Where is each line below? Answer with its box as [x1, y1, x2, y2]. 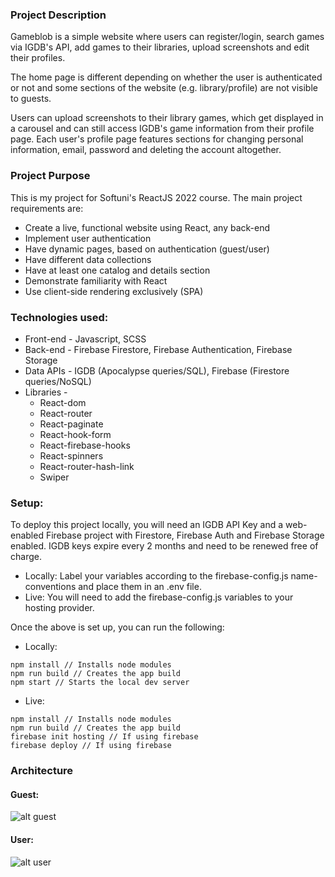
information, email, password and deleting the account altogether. [10, 144, 282, 156]
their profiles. [10, 52, 66, 64]
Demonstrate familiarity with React [24, 274, 168, 287]
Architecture [10, 764, 74, 778]
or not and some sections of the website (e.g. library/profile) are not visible [10, 82, 318, 94]
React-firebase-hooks [39, 439, 131, 451]
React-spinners [39, 449, 104, 462]
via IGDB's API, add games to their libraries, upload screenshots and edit [10, 41, 310, 53]
